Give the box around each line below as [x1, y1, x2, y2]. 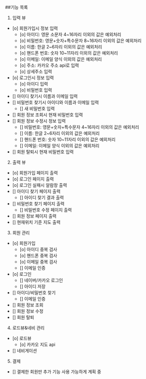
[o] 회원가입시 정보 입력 [12, 25, 58, 31]
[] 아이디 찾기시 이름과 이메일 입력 [12, 93, 78, 99]
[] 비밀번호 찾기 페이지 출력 [12, 201, 65, 207]
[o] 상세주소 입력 [19, 69, 52, 74]
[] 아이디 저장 [19, 284, 46, 289]
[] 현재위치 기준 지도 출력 [12, 219, 61, 225]
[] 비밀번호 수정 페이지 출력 [19, 207, 72, 212]
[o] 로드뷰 [12, 336, 32, 341]
